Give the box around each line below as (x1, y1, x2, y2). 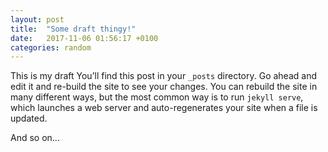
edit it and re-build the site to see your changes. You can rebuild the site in (10, 81, 318, 93)
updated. (10, 112, 48, 125)
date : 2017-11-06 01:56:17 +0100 (10, 33, 159, 43)
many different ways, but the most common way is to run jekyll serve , (10, 91, 304, 103)
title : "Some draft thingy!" (10, 24, 137, 34)
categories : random (10, 42, 92, 53)
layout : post (10, 14, 65, 25)
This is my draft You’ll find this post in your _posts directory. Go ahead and (10, 70, 317, 82)
